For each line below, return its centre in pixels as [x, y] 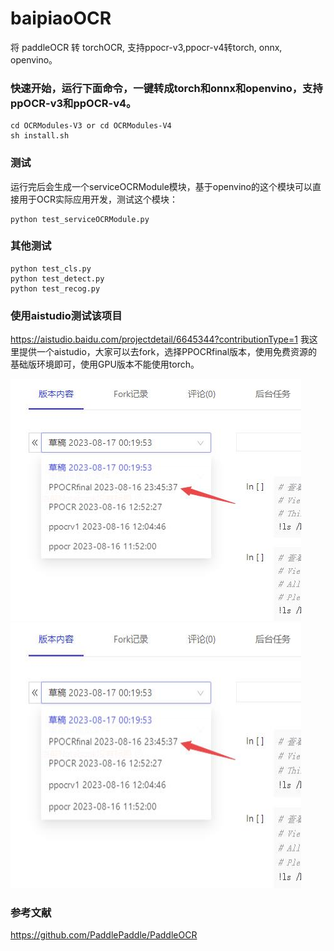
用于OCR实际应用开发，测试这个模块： [98, 199]
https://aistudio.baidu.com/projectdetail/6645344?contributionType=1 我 [160, 339]
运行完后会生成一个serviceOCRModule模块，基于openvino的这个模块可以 [161, 186]
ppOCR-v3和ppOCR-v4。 [73, 103]
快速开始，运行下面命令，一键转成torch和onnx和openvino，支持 [166, 88]
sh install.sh [40, 136]
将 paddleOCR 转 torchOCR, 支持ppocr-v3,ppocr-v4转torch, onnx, [146, 47]
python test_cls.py [51, 268]
